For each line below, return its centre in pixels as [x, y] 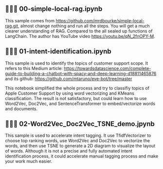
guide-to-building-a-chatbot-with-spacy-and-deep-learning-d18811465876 [81, 73]
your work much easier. [29, 161]
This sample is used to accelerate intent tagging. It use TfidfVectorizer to [78, 135]
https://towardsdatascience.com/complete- [108, 68]
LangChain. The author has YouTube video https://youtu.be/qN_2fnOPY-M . [80, 36]
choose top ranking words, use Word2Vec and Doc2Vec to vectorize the [77, 141]
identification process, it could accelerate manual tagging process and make [82, 156]
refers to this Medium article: [34, 68]
